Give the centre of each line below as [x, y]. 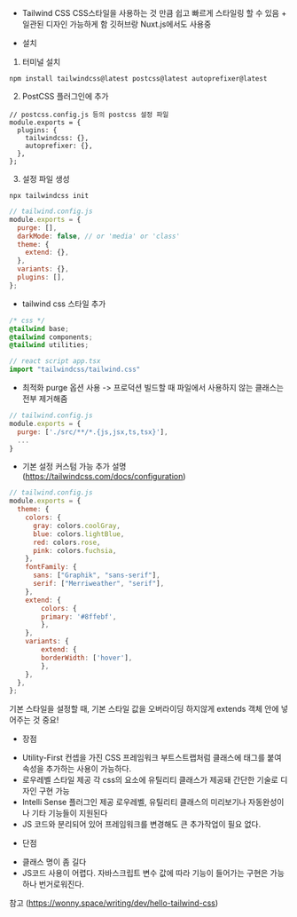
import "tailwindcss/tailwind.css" [75, 370]
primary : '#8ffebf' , [79, 617]
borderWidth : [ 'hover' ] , [87, 658]
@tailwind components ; [51, 337]
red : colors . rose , [66, 542]
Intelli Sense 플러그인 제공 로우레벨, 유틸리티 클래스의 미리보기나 [134, 802]
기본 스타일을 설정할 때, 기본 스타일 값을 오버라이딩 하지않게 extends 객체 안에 [144, 709]
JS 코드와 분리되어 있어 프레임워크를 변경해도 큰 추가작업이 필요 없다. [141, 825]
